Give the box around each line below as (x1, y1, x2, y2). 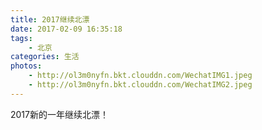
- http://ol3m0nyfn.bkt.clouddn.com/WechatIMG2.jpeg (28, 80, 253, 90)
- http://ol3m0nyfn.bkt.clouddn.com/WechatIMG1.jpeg (28, 71, 253, 81)
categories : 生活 (10, 52, 80, 62)
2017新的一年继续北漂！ (10, 108, 109, 120)
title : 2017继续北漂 (10, 14, 90, 25)
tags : (10, 33, 33, 43)
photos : (10, 61, 43, 71)
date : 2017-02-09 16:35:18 (10, 24, 123, 34)
